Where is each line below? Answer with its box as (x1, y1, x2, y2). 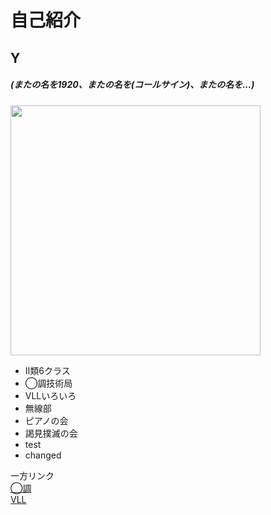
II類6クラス (24, 364, 71, 376)
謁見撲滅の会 (24, 427, 78, 439)
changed (24, 449, 62, 461)
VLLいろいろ (24, 389, 77, 401)
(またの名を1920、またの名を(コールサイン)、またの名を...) (10, 79, 255, 91)
